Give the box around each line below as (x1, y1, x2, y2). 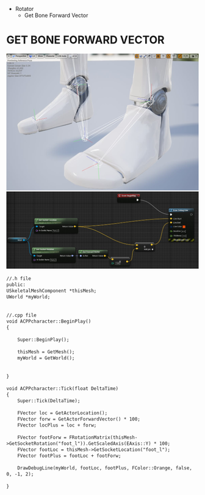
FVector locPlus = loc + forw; (17, 422, 97, 428)
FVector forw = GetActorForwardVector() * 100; (17, 416, 140, 422)
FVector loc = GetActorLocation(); (17, 410, 108, 416)
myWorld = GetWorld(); (17, 355, 75, 361)
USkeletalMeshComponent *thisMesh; (6, 288, 97, 294)
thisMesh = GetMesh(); (17, 349, 75, 355)
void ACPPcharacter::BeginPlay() (6, 318, 92, 324)
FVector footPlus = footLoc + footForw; (17, 453, 121, 459)
